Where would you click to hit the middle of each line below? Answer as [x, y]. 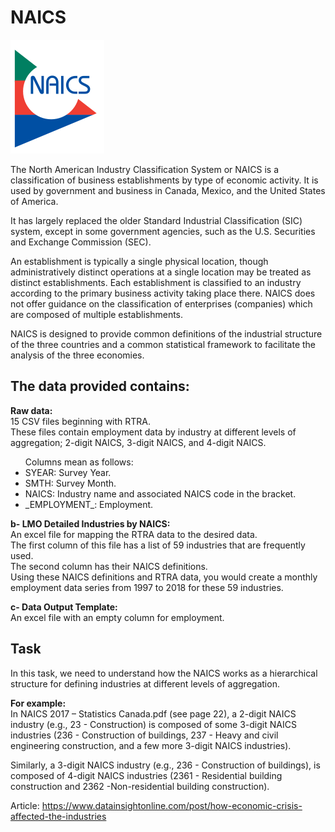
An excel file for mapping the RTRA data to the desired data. [134, 534]
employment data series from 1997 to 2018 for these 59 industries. [147, 587]
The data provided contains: [100, 386]
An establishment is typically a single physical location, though [139, 261]
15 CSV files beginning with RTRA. [81, 421]
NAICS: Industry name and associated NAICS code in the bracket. [160, 493]
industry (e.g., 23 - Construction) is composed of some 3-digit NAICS [153, 724]
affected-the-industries [58, 816]
